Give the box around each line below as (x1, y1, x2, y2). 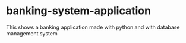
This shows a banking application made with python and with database (6, 24, 180, 31)
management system (6, 29, 58, 37)
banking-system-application (6, 4, 152, 18)
